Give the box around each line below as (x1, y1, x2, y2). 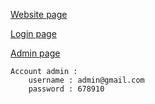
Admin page (10, 47, 61, 59)
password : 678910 (28, 84, 105, 94)
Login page (10, 28, 57, 39)
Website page (10, 9, 68, 20)
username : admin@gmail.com (28, 75, 145, 85)
